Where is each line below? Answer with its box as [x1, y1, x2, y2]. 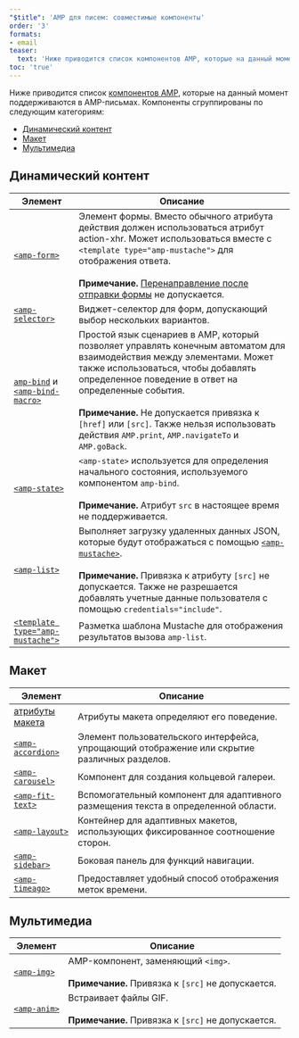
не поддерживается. [78, 510, 168, 522]
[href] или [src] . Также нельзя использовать [78, 417, 277, 429]
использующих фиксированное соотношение [77, 825, 276, 837]
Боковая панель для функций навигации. [77, 854, 255, 867]
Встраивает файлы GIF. [68, 992, 169, 1004]
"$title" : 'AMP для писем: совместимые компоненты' [9, 12, 205, 22]
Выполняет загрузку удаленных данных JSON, [78, 524, 280, 536]
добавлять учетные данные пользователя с [78, 591, 269, 603]
